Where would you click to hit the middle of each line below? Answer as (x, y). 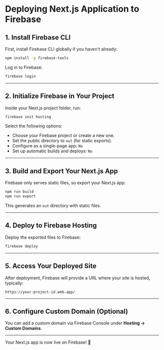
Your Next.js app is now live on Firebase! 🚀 (48, 342)
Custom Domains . (24, 329)
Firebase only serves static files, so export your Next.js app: (65, 183)
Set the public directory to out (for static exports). (62, 141)
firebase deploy (21, 246)
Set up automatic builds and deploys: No (52, 151)
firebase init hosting (28, 117)
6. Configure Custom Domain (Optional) (67, 311)
